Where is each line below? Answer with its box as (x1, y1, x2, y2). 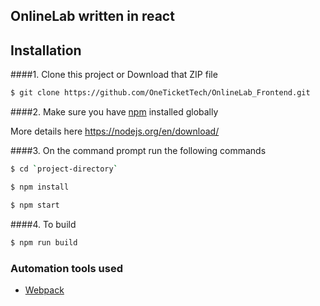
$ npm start (10, 200, 60, 210)
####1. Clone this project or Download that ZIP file (10, 69, 218, 81)
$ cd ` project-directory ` (10, 164, 118, 174)
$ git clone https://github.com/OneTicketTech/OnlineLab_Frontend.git (10, 88, 311, 98)
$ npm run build (10, 237, 78, 248)
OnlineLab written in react (10, 8, 175, 25)
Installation (10, 42, 82, 59)
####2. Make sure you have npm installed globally (10, 106, 219, 118)
